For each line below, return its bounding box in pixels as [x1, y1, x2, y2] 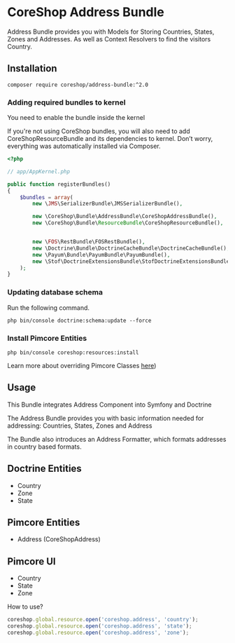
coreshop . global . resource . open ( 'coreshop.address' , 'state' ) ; [7, 623, 192, 630]
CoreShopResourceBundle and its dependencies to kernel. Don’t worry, [7, 135, 213, 143]
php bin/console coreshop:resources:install [7, 348, 139, 356]
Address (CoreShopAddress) [17, 535, 101, 543]
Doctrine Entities [7, 463, 82, 475]
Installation [7, 62, 57, 74]
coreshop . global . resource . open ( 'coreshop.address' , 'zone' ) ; [7, 629, 190, 636]
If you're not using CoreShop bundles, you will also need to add [7, 127, 190, 135]
